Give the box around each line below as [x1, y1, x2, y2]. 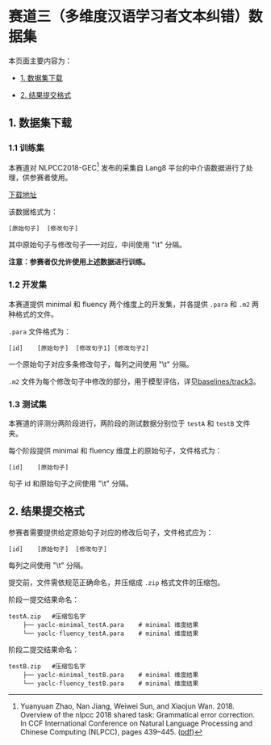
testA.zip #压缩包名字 [8, 612, 86, 621]
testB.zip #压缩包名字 [8, 662, 86, 671]
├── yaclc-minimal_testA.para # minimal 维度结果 [23, 621, 199, 629]
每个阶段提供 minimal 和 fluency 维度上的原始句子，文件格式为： [8, 445, 223, 455]
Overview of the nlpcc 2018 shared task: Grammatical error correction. [19, 709, 256, 719]
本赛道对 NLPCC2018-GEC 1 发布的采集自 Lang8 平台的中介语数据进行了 [8, 161, 246, 172]
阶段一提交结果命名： [8, 595, 79, 604]
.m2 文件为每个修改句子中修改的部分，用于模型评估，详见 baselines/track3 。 [8, 377, 261, 386]
